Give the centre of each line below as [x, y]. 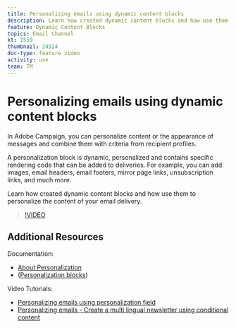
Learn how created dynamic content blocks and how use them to [101, 193]
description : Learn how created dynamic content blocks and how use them [118, 20]
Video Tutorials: [30, 289]
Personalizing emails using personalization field [87, 303]
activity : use [28, 60]
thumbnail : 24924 [33, 47]
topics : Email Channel [41, 34]
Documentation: [31, 254]
